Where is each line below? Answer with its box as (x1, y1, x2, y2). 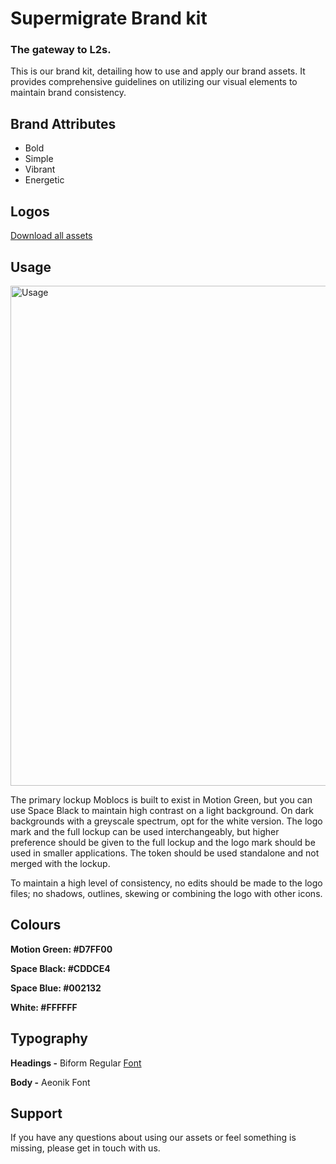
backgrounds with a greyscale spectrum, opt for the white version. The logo (10, 815, 323, 827)
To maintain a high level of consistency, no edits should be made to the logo (10, 877, 323, 889)
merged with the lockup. (10, 857, 111, 869)
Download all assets (10, 230, 93, 242)
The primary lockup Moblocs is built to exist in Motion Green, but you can (10, 793, 313, 806)
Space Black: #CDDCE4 (10, 962, 111, 974)
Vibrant (24, 163, 56, 176)
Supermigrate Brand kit (10, 7, 208, 30)
